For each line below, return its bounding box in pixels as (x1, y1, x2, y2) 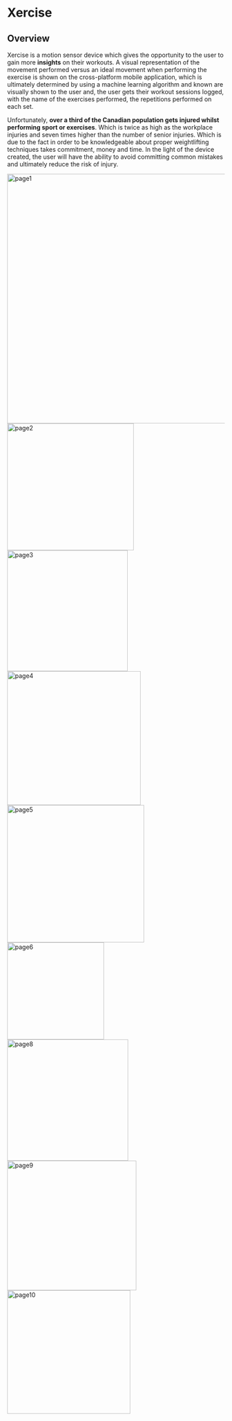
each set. (7, 103, 34, 110)
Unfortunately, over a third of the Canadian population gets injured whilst (7, 116, 220, 124)
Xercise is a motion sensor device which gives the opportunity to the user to (7, 51, 224, 59)
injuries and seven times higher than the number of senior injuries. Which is (7, 130, 222, 139)
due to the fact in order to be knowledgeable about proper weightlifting (7, 138, 209, 146)
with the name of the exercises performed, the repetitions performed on (7, 95, 212, 103)
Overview (7, 33, 50, 44)
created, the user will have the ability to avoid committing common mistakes (7, 152, 223, 161)
